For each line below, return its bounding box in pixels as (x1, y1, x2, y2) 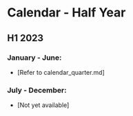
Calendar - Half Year (7, 5, 126, 21)
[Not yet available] (17, 101, 70, 109)
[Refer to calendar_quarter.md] (17, 68, 105, 76)
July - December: (7, 85, 67, 95)
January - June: (7, 53, 62, 62)
